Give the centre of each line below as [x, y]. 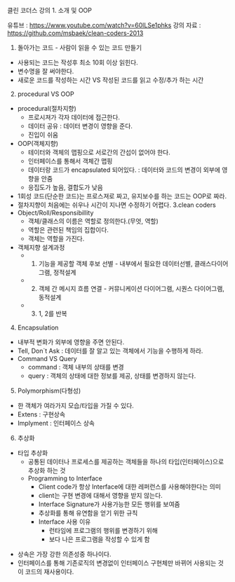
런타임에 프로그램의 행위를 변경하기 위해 [103, 530]
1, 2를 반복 [53, 313]
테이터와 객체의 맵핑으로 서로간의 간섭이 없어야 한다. [99, 152]
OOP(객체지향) [38, 143]
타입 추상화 [33, 453]
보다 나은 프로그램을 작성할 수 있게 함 [99, 539]
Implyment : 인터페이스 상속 [56, 423]
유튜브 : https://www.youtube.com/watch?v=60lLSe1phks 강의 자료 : [104, 25]
